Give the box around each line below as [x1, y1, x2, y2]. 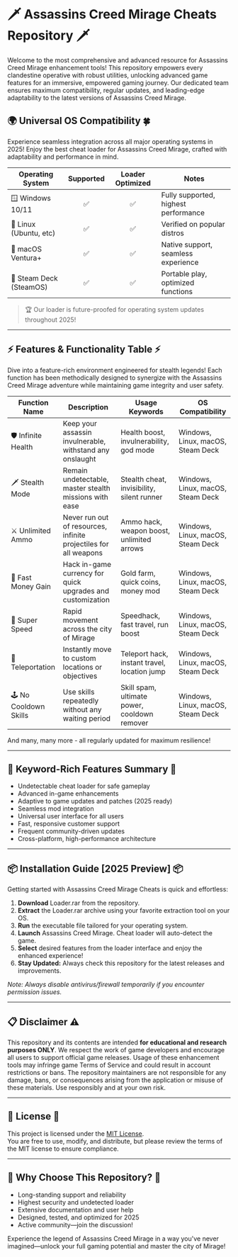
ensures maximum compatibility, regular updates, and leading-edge [7, 86, 205, 94]
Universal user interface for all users [17, 812, 124, 821]
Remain [62, 466, 89, 475]
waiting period [62, 714, 111, 723]
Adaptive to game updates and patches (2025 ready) [17, 797, 173, 806]
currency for [62, 568, 104, 578]
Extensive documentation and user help [17, 1205, 134, 1214]
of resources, [62, 521, 108, 531]
